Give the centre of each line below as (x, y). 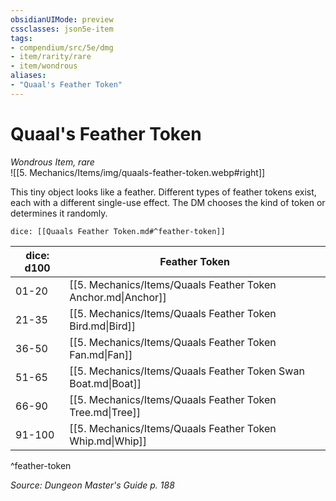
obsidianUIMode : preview (62, 19)
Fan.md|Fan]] (101, 354)
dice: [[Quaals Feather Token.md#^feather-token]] (118, 231)
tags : (21, 38)
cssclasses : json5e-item (62, 29)
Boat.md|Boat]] (105, 383)
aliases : (28, 76)
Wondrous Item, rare (52, 162)
